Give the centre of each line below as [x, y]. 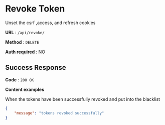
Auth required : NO [25, 52]
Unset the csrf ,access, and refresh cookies [50, 23]
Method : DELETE [22, 42]
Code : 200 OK [20, 80]
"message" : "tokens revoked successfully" [59, 113]
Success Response [36, 68]
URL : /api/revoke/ [25, 32]
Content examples [25, 89]
